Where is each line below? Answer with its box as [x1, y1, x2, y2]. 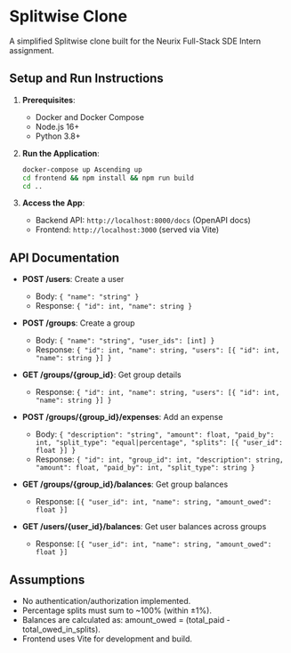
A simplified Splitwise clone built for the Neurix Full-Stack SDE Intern [9, 36, 262, 46]
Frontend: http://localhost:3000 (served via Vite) [35, 224, 220, 235]
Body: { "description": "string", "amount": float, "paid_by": [35, 429, 275, 439]
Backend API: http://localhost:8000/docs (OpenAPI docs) [35, 215, 251, 226]
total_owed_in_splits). [21, 625, 101, 634]
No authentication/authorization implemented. [21, 596, 191, 606]
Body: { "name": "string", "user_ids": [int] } [35, 335, 215, 346]
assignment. [9, 44, 55, 55]
